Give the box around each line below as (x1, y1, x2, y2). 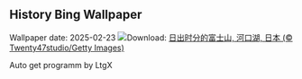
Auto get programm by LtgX (9, 59, 113, 70)
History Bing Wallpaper (9, 7, 142, 22)
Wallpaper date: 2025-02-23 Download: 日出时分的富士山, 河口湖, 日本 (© (9, 31, 293, 43)
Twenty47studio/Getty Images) (9, 42, 124, 53)
